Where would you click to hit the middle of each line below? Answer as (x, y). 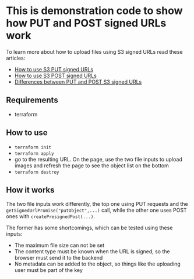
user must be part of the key (49, 270)
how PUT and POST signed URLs (86, 23)
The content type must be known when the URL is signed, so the (92, 252)
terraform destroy (37, 172)
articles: (16, 58)
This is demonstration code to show (94, 11)
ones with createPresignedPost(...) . (50, 216)
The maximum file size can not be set (59, 245)
